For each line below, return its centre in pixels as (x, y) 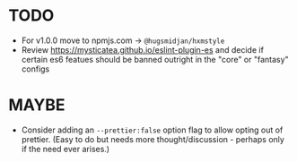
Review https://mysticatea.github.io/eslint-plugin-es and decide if (142, 49)
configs (35, 69)
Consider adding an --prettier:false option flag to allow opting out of (152, 130)
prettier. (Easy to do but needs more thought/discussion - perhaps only (153, 139)
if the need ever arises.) (65, 149)
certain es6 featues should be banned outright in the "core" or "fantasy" (155, 59)
